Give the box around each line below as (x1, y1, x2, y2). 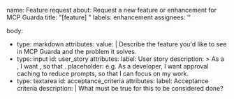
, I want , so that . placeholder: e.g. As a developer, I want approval (16, 62, 209, 70)
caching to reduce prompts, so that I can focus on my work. (16, 69, 189, 78)
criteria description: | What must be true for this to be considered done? (16, 84, 224, 92)
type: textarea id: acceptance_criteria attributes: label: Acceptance (16, 77, 209, 85)
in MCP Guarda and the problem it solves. (16, 48, 137, 55)
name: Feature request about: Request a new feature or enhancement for (6, 6, 217, 14)
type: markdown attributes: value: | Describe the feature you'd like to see (16, 40, 227, 48)
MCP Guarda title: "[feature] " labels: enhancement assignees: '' (6, 13, 191, 21)
